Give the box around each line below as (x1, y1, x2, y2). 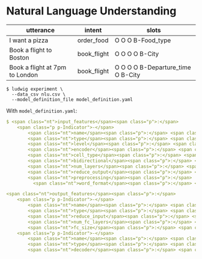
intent (84, 26, 102, 34)
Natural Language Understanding (6, 4, 177, 18)
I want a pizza (9, 36, 49, 44)
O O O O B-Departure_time (114, 63, 191, 72)
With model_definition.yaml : (6, 107, 78, 114)
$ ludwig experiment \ (6, 86, 63, 92)
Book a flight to (9, 46, 52, 54)
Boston (9, 53, 29, 61)
